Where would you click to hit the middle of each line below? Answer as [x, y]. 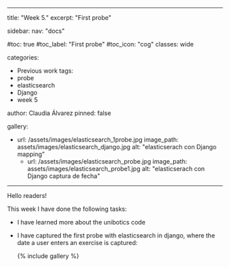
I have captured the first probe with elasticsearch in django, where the [116, 236]
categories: [23, 58]
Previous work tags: [45, 71]
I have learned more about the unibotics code [81, 222]
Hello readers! [27, 195]
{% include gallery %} [48, 256]
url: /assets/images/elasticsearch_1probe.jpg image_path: [98, 140]
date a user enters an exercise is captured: [77, 243]
